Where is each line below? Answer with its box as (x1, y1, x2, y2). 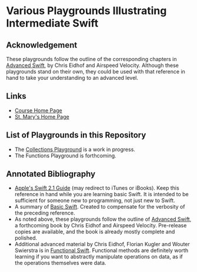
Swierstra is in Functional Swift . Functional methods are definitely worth (14, 247, 189, 254)
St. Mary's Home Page (14, 113, 69, 120)
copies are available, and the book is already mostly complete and (14, 228, 175, 236)
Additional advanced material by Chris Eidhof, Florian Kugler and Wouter (14, 241, 190, 248)
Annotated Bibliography (6, 169, 96, 179)
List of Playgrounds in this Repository (6, 130, 146, 140)
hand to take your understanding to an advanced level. (6, 75, 139, 81)
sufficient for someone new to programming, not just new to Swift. (14, 197, 175, 204)
